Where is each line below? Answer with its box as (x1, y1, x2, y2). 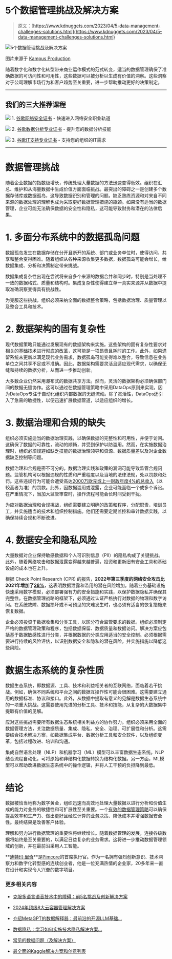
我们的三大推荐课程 (5, 101, 66, 109)
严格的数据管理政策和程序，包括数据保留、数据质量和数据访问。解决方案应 (5, 625, 162, 631)
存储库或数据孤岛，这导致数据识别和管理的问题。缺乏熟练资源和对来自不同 (9, 192, 167, 198)
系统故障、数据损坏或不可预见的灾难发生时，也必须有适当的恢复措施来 (18, 602, 167, 608)
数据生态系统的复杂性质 (5, 664, 104, 676)
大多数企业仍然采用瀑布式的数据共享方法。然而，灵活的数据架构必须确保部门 (5, 378, 167, 384)
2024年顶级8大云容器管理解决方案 (12, 904, 85, 910)
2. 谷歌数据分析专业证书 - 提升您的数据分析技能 (11, 126, 112, 132)
